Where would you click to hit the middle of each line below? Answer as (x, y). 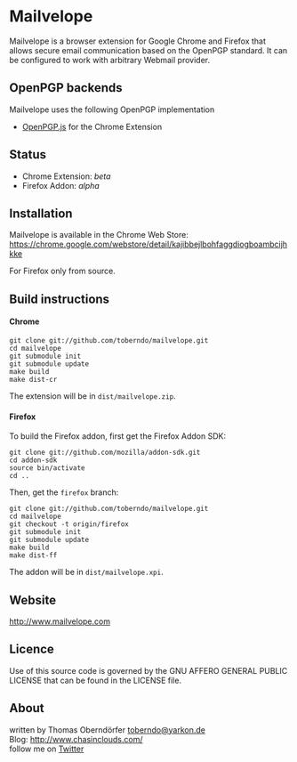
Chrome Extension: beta (66, 176)
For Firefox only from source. (62, 271)
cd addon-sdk (33, 460)
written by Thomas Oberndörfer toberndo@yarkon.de (108, 730)
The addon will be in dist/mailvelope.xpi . (86, 572)
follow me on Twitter (47, 749)
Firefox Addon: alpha (60, 185)
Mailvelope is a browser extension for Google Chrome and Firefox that (138, 41)
